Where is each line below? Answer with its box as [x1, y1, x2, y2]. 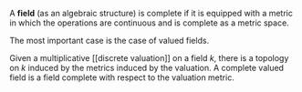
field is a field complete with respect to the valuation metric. [9, 72, 234, 83]
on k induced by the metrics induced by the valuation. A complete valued [9, 63, 285, 73]
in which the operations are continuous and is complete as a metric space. [9, 17, 289, 28]
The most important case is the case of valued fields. [9, 36, 210, 46]
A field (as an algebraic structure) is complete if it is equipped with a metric [9, 8, 294, 18]
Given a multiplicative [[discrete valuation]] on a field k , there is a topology [9, 53, 289, 63]
